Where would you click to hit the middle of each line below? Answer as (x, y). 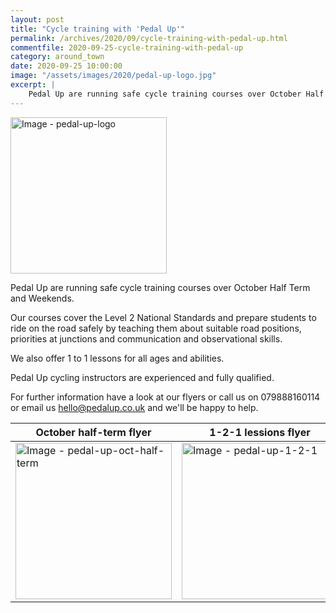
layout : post (37, 19)
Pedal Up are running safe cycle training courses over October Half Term (160, 287)
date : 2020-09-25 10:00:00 (66, 66)
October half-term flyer (93, 432)
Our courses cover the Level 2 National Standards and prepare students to (163, 317)
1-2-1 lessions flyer (260, 432)
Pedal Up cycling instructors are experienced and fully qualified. (142, 377)
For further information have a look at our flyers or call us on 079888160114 (165, 397)
